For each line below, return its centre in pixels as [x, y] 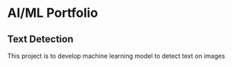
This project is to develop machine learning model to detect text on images [116, 56]
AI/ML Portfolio [53, 13]
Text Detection [40, 39]
